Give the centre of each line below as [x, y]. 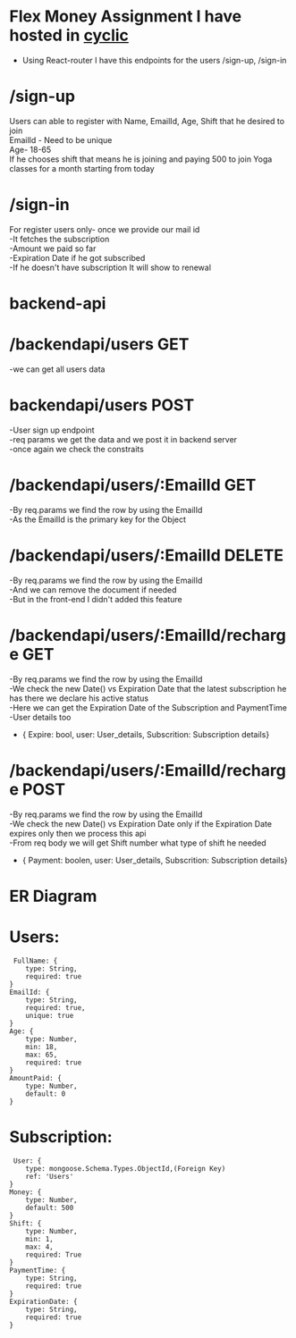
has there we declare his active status [79, 698]
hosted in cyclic [69, 35]
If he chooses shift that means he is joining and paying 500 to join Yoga [141, 159]
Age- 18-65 [30, 149]
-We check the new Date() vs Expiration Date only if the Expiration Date [141, 823]
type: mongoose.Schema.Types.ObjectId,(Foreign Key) [126, 1168]
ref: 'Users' [50, 1176]
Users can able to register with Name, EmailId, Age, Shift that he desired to [147, 121]
